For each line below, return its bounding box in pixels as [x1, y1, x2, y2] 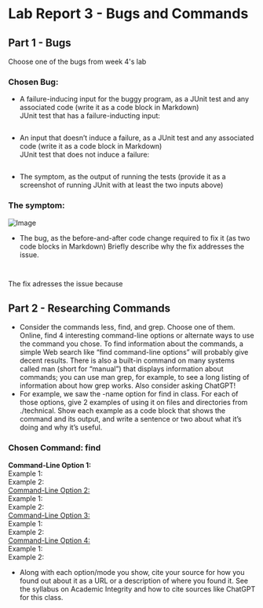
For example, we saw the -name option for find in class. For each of [19, 389, 239, 399]
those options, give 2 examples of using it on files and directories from [19, 398, 248, 407]
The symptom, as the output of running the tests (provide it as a [19, 172, 226, 182]
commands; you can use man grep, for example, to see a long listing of [19, 373, 250, 382]
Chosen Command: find [8, 442, 101, 453]
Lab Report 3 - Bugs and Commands [8, 5, 249, 23]
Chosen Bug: [8, 76, 59, 87]
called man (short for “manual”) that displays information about [19, 364, 224, 374]
